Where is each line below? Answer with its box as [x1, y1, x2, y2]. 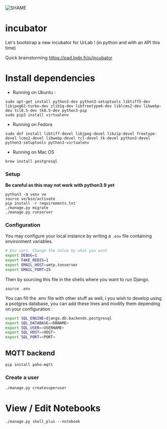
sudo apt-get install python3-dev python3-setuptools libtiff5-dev [5, 99, 151, 104]
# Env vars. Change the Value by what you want [5, 248, 108, 254]
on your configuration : [5, 305, 53, 312]
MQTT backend [5, 349, 55, 357]
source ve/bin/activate [5, 196, 56, 202]
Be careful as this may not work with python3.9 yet [5, 182, 115, 188]
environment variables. [5, 238, 53, 244]
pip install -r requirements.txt [5, 201, 76, 206]
